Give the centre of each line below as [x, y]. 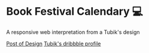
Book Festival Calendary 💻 [75, 12]
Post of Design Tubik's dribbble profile [54, 43]
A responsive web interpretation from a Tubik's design [73, 32]
